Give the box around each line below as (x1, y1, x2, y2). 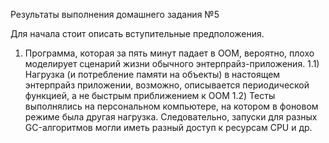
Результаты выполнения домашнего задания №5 (10, 9, 220, 20)
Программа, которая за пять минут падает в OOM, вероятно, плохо (24, 47, 315, 59)
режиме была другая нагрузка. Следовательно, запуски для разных (24, 111, 318, 123)
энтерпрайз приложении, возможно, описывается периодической (24, 79, 310, 91)
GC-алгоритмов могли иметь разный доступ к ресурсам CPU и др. (24, 122, 313, 133)
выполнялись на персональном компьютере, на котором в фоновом (24, 100, 319, 112)
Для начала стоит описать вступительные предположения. (10, 28, 265, 39)
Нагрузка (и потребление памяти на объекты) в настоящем (24, 69, 281, 80)
